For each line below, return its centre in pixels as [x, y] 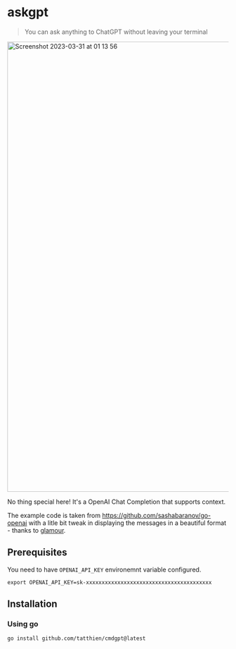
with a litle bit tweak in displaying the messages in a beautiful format [127, 523]
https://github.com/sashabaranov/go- [156, 515]
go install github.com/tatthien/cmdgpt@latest [77, 638]
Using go [23, 624]
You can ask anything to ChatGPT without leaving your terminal [116, 32]
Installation [32, 604]
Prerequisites [37, 553]
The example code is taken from [54, 515]
